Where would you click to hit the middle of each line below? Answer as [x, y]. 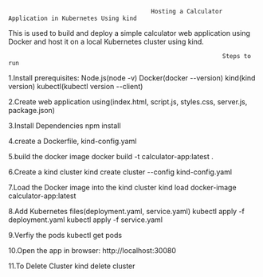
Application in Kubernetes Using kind [73, 18]
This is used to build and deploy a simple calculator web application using [130, 33]
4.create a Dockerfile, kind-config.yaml [73, 141]
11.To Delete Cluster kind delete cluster [72, 266]
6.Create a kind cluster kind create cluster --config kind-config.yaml [120, 172]
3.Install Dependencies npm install [65, 126]
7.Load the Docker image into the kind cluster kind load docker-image [122, 187]
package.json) [32, 110]
